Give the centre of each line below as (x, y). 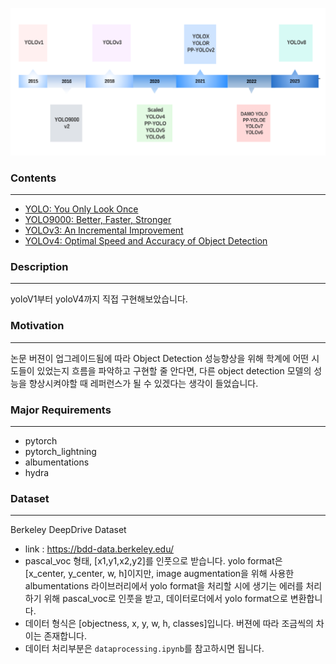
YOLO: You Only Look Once (81, 209)
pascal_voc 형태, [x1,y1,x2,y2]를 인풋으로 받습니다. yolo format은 (153, 561)
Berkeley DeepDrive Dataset (68, 530)
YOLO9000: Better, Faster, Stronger (98, 220)
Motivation (37, 326)
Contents (33, 178)
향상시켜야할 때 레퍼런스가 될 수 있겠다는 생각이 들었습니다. (143, 383)
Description (39, 266)
